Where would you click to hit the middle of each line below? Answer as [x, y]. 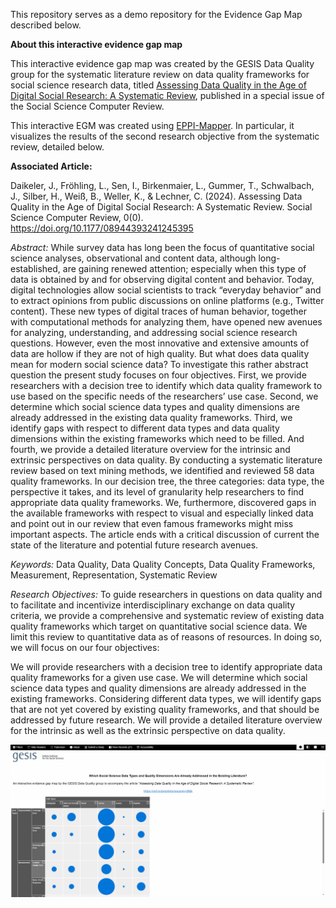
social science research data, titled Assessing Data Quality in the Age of [158, 85]
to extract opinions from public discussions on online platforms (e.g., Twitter [167, 300]
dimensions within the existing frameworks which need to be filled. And [157, 438]
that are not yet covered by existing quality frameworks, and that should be [165, 709]
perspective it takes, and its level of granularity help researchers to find [157, 492]
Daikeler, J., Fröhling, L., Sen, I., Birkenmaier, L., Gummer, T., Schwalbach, [162, 185]
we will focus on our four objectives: [85, 647]
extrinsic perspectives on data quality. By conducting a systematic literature [166, 460]
